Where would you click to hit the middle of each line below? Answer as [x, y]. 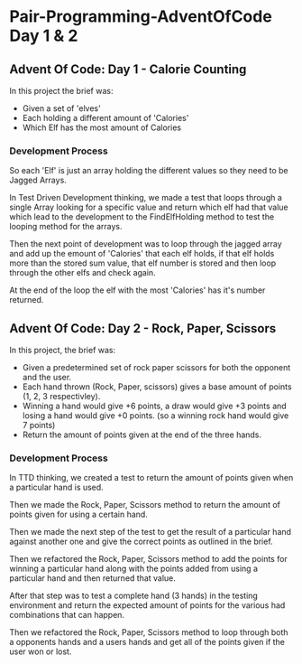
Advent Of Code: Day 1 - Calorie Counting [128, 69]
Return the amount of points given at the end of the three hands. [142, 435]
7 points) [39, 426]
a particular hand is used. [56, 487]
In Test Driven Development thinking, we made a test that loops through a [146, 198]
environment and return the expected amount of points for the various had [147, 605]
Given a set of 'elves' [61, 108]
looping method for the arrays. [66, 227]
